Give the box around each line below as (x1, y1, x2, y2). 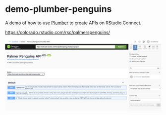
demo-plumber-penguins (5, 3, 112, 15)
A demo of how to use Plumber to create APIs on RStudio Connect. (5, 20, 142, 26)
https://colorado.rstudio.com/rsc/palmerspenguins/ (5, 29, 111, 35)
